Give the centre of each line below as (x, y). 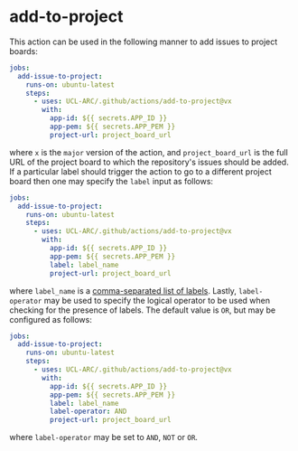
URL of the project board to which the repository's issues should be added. (149, 162)
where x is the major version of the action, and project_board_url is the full (149, 152)
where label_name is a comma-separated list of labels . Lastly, (123, 290)
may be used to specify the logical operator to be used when (157, 300)
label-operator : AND (88, 412)
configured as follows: (51, 319)
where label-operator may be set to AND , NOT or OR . (104, 437)
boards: (23, 51)
